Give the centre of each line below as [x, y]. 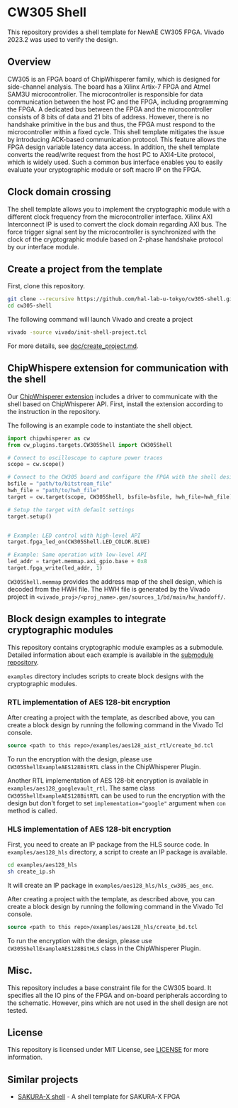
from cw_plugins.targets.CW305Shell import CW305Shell [90, 445]
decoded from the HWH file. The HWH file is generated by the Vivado [109, 589]
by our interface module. [43, 246]
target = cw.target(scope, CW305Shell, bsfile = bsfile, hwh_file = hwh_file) [120, 497]
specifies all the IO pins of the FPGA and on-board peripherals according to [118, 995]
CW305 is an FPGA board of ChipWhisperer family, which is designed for [114, 79]
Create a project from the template [85, 269]
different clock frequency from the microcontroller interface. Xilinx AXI [110, 217]
